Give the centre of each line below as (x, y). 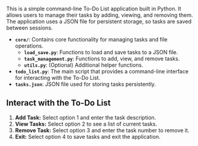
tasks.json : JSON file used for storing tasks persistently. (85, 84)
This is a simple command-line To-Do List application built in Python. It (94, 9)
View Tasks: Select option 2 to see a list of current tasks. (86, 124)
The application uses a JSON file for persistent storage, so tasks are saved (99, 21)
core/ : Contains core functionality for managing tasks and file (91, 39)
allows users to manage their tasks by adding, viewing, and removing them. (100, 15)
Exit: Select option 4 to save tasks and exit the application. (88, 136)
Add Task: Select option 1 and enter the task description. (85, 117)
